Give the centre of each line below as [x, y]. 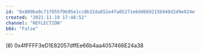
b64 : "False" [22, 28]
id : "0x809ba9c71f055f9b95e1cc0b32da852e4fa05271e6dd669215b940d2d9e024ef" [103, 12]
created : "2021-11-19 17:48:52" [46, 17]
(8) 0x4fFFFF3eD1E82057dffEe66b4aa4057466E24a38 [75, 46]
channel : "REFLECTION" [34, 23]
